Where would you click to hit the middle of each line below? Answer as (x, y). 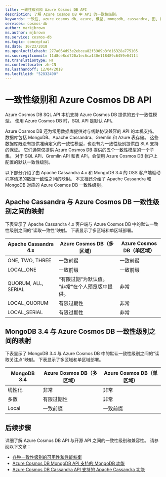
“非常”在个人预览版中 (83, 286)
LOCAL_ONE (22, 270)
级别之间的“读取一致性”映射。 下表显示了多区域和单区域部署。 (72, 230)
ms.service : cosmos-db (28, 38)
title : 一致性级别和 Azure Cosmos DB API (46, 10)
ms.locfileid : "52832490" (32, 74)
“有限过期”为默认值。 (83, 279)
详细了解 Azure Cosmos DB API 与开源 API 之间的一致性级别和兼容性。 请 (80, 440)
